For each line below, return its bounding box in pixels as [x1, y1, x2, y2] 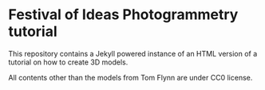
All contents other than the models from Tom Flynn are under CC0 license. [8, 72, 253, 82]
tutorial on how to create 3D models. [8, 57, 129, 67]
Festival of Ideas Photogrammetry [8, 6, 239, 24]
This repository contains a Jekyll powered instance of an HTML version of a [8, 49, 258, 58]
